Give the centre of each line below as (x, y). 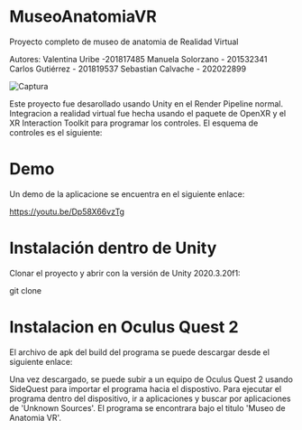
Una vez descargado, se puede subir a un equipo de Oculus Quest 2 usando (151, 379)
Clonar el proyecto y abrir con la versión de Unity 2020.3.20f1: (125, 273)
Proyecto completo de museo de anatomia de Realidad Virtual (124, 42)
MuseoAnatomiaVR (83, 17)
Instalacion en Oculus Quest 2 (124, 327)
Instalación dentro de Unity (113, 248)
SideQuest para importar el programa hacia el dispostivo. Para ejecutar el (146, 388)
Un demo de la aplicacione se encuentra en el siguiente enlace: (127, 194)
